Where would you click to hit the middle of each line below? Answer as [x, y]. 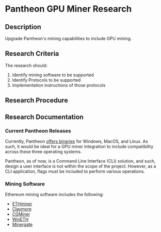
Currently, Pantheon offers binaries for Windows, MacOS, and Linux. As [77, 141]
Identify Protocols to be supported [46, 80]
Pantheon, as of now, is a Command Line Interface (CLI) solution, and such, [80, 161]
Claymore [22, 209]
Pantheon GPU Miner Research [68, 9]
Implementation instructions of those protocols [59, 85]
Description [23, 27]
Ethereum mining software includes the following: [55, 195]
